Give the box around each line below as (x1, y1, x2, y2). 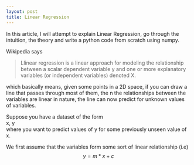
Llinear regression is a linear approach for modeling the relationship (20, 59, 184, 66)
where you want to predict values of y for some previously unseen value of (6, 126, 187, 133)
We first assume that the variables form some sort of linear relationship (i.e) (6, 143, 189, 150)
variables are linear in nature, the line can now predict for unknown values (6, 95, 185, 103)
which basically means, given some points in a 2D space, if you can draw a (6, 83, 188, 90)
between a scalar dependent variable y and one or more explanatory (20, 65, 186, 72)
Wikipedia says (6, 48, 43, 55)
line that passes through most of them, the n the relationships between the (6, 89, 186, 96)
